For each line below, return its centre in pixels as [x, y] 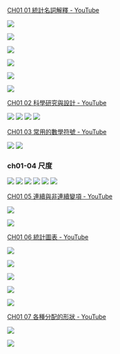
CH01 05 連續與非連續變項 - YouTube [60, 197]
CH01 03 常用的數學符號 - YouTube [57, 132]
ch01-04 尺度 [30, 166]
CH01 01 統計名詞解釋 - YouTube [53, 10]
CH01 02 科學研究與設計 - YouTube [57, 103]
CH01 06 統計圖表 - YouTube [48, 237]
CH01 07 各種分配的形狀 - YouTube [57, 317]
